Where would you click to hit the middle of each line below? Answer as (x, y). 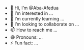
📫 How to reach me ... (34, 30)
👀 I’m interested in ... (32, 13)
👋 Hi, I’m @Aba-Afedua (34, 8)
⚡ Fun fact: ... (24, 43)
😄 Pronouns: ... (26, 37)
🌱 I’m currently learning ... (37, 19)
